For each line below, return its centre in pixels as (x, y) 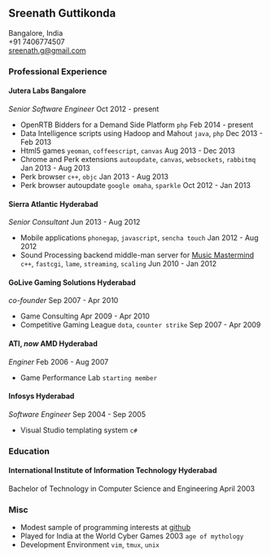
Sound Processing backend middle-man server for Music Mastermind (137, 255)
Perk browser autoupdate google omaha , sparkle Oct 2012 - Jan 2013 (135, 185)
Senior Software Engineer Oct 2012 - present (84, 108)
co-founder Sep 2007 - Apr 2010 (63, 300)
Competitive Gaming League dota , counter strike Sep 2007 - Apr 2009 (140, 325)
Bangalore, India (36, 33)
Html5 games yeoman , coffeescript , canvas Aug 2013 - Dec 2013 (128, 151)
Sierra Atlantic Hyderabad (53, 204)
